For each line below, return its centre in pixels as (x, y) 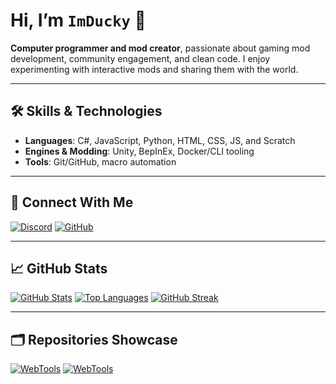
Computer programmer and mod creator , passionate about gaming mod (160, 48)
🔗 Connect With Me (72, 202)
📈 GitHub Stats (59, 268)
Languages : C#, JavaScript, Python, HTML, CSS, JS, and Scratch (160, 140)
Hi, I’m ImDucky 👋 (78, 20)
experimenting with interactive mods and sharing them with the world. (154, 69)
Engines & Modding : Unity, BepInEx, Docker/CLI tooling (139, 151)
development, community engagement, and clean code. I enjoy (140, 58)
